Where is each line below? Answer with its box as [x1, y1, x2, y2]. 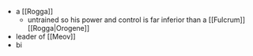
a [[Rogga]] [15, 7, 54, 16]
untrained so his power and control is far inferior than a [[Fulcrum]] [27, 15, 246, 24]
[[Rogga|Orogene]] [27, 24, 90, 32]
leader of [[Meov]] [15, 32, 77, 41]
